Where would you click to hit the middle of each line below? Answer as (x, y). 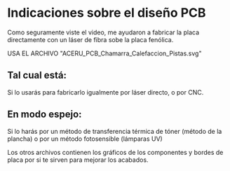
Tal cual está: (37, 75)
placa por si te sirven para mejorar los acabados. (78, 160)
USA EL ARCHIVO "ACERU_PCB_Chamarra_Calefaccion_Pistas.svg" (104, 53)
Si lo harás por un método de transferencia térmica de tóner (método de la (115, 131)
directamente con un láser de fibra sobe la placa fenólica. (90, 39)
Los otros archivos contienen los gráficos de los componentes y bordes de (115, 152)
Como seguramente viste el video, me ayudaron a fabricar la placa (103, 32)
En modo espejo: (45, 115)
